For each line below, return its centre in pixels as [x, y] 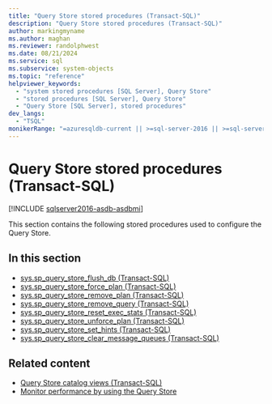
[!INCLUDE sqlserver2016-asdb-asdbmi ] [76, 208]
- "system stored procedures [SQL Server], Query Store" [114, 91]
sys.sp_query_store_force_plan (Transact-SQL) [98, 286]
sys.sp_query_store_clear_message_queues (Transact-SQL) [120, 338]
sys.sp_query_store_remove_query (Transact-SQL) [104, 304]
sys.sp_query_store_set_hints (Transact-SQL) [96, 330]
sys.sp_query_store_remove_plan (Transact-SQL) [102, 295]
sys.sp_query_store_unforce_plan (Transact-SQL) [102, 321]
